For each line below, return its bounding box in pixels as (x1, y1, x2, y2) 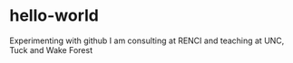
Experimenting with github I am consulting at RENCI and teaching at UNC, (9, 35, 285, 46)
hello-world (9, 5, 100, 26)
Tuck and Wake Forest (9, 44, 93, 55)
